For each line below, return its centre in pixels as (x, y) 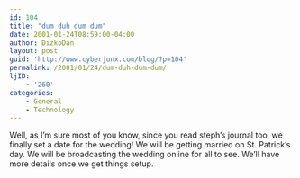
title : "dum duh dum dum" (58, 26)
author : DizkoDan (42, 43)
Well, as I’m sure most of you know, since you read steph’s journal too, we (146, 135)
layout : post (34, 51)
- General (44, 101)
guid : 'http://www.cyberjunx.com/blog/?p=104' (98, 59)
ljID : (19, 76)
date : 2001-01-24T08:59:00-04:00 (72, 34)
